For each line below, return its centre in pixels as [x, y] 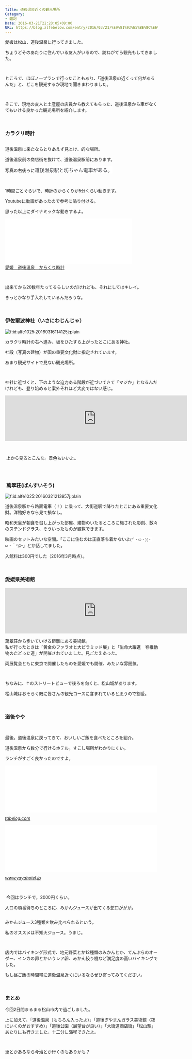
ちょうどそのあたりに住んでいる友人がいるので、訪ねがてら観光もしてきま [79, 53]
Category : [15, 14]
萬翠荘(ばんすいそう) [30, 485]
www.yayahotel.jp [23, 878]
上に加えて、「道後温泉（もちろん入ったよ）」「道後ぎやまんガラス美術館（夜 [80, 1020]
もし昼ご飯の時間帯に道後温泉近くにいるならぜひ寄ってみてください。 [75, 975]
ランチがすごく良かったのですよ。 [39, 758]
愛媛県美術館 [20, 579]
